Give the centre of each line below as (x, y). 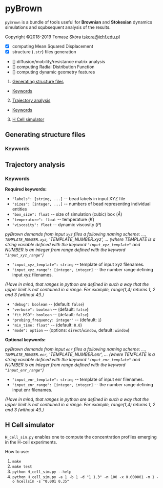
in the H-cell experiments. (31, 442)
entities (20, 209)
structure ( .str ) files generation (44, 52)
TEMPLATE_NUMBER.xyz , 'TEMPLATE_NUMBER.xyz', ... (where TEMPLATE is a (80, 239)
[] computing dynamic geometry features (53, 72)
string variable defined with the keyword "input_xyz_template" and (73, 245)
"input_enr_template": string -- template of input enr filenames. (78, 379)
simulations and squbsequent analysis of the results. (58, 27)
